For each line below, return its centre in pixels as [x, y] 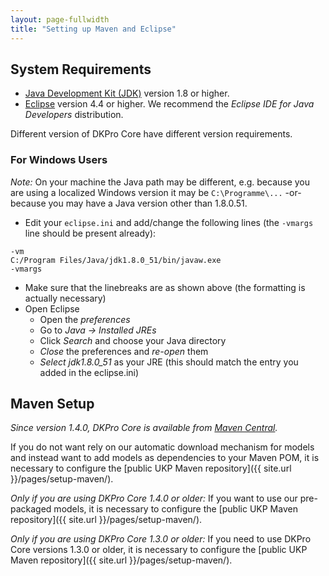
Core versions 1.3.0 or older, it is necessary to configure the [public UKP [159, 550]
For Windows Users [59, 160]
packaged [31, 509]
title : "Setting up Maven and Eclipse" [93, 29]
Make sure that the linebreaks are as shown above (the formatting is [165, 287]
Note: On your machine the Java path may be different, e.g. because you [160, 182]
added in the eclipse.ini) [89, 372]
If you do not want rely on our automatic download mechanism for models [162, 447]
